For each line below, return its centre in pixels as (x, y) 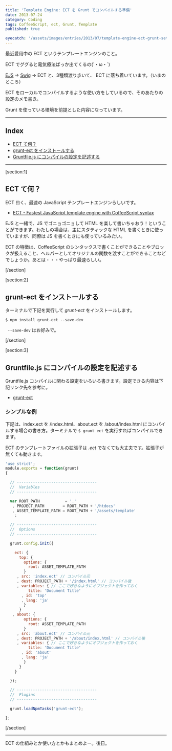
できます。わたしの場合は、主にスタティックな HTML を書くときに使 (87, 229)
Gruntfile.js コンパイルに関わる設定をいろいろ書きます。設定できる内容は (82, 381)
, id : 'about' (36, 653)
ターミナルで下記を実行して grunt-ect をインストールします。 (70, 311)
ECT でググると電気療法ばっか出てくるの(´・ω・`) (58, 64)
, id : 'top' (34, 595)
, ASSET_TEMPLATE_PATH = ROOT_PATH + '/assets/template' (74, 511)
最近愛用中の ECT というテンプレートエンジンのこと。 (63, 53)
